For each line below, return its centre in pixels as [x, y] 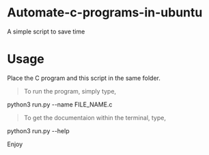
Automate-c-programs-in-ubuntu [105, 13]
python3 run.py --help [38, 130]
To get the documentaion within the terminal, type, [95, 117]
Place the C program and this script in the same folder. [84, 78]
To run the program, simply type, [70, 91]
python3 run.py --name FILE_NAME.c [60, 104]
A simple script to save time [46, 31]
